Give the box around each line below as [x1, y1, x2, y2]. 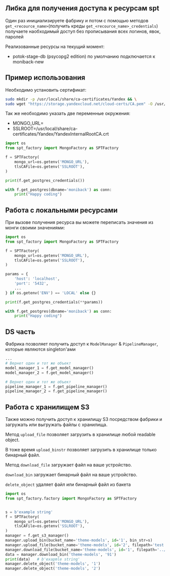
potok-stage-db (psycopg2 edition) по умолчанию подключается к [12, 53, 155, 59]
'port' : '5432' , [14, 281, 49, 286]
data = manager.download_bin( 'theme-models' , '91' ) [5, 552, 116, 557]
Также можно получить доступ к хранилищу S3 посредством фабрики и [5, 416, 162, 423]
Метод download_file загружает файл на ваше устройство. [5, 462, 133, 468]
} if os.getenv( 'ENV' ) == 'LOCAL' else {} [5, 290, 96, 295]
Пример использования [5, 73, 86, 82]
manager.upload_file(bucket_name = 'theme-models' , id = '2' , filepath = [5, 542, 153, 548]
